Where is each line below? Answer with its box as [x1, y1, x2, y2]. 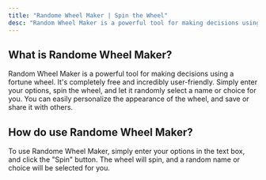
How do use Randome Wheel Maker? [8, 126, 194, 139]
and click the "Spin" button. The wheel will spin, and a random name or [8, 155, 240, 164]
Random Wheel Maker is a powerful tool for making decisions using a [8, 69, 234, 79]
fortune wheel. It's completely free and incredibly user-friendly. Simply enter [8, 77, 258, 87]
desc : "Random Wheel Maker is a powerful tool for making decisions [8, 19, 239, 27]
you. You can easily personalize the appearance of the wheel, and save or [8, 94, 249, 103]
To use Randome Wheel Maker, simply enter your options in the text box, [8, 147, 245, 156]
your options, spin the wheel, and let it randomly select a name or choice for [8, 86, 257, 96]
